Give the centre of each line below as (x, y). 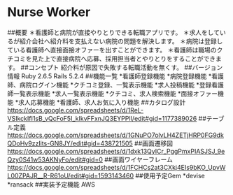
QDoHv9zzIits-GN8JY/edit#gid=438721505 (70, 143)
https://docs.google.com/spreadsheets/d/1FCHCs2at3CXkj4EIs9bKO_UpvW (116, 167)
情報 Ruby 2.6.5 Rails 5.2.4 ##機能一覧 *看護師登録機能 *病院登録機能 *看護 (115, 76)
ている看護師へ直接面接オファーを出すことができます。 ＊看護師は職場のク (115, 50)
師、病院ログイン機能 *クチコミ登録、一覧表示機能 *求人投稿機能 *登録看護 (115, 85)
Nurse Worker (49, 12)
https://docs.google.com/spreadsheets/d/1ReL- (76, 110)
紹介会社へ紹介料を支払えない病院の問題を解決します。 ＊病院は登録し (121, 41)
